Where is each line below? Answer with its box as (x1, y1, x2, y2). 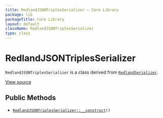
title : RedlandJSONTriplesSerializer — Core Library (5, 7, 119, 13)
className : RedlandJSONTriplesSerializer (5, 26, 94, 31)
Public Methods (5, 94, 56, 102)
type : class (5, 31, 30, 36)
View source (5, 79, 31, 85)
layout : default (5, 21, 39, 27)
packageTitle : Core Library (5, 17, 65, 22)
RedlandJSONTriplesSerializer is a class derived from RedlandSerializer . (5, 69, 158, 75)
